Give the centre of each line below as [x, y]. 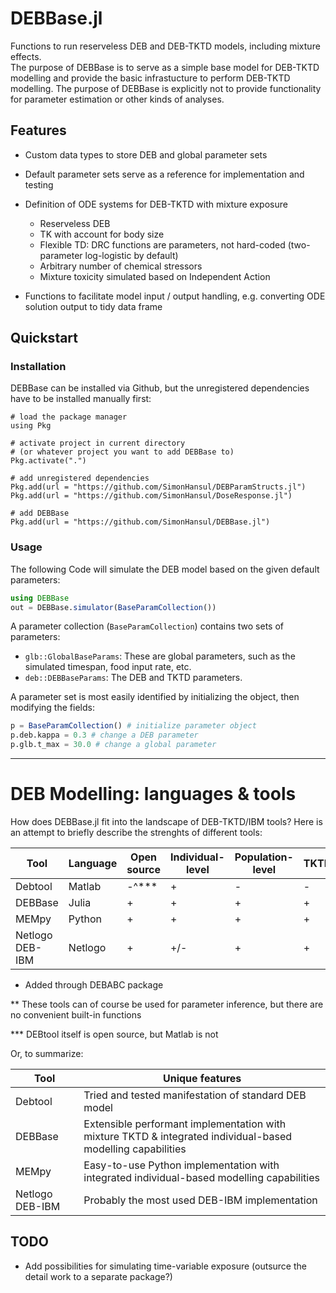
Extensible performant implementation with [185, 1124]
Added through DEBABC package [94, 985]
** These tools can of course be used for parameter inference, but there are [167, 1004]
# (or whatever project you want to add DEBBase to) [122, 452]
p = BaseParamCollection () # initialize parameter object [133, 726]
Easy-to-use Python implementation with [181, 1165]
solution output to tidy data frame [93, 306]
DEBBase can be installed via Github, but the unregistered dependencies [160, 388]
